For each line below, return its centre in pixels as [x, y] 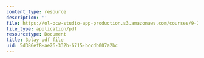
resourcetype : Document [36, 34]
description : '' [27, 18]
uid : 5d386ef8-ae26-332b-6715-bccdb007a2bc [62, 46]
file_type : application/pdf [42, 29]
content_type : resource [36, 12]
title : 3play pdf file [35, 40]
